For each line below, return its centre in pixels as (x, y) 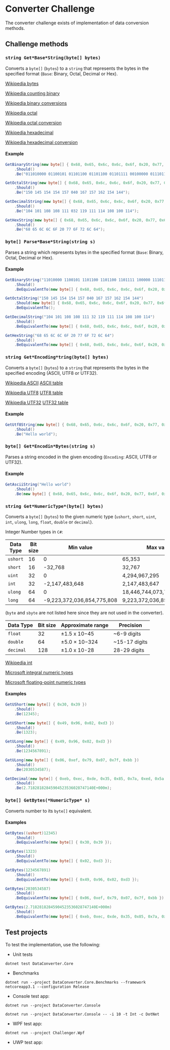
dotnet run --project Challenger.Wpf (45, 1033)
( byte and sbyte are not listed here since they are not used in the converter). (84, 613)
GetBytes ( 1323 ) (21, 852)
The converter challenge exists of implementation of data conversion (77, 23)
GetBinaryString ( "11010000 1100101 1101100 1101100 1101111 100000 (78, 280)
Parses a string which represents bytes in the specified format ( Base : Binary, (84, 252)
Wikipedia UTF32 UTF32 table (37, 402)
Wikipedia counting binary (32, 93)
